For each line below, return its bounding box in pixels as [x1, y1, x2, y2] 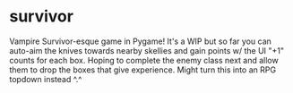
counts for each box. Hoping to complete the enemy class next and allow [9, 55, 280, 65]
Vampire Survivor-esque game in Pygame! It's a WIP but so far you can [9, 36, 271, 46]
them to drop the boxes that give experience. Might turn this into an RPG [9, 64, 276, 75]
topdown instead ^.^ [9, 73, 82, 84]
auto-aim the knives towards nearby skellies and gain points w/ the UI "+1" [9, 45, 285, 55]
